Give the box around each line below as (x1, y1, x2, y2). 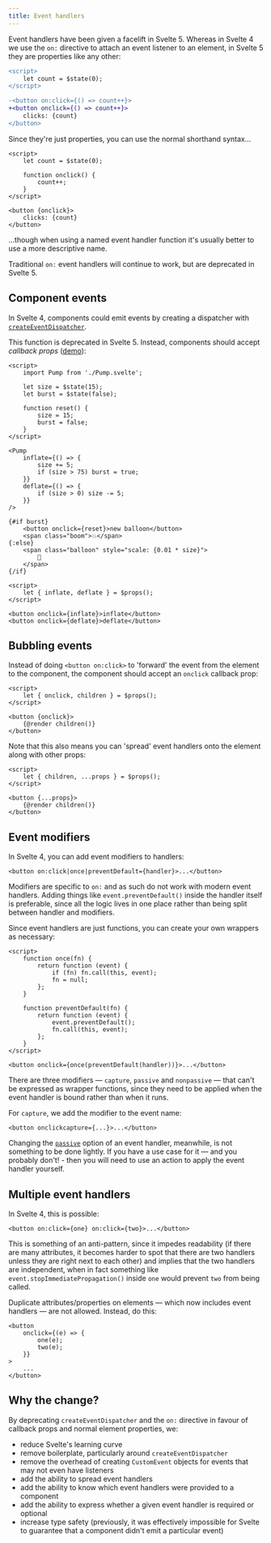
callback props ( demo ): (8, 345, 87, 355)
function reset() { (23, 404, 89, 412)
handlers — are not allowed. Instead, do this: (8, 1306, 158, 1316)
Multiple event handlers (8, 1187, 131, 1201)
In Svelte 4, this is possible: (8, 1209, 100, 1219)
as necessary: (8, 932, 55, 941)
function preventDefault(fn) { (23, 1005, 129, 1013)
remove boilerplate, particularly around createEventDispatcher (19, 1448, 228, 1458)
